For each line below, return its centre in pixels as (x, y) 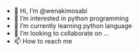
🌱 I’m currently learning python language (73, 26)
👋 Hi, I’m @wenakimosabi (51, 11)
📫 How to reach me (43, 41)
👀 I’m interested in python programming (71, 18)
